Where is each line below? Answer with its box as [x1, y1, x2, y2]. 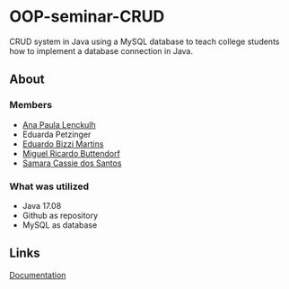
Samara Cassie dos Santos [22, 158, 122, 168]
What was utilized [9, 180, 90, 193]
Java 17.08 [22, 200, 62, 211]
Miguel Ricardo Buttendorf [22, 148, 121, 158]
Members [9, 99, 52, 112]
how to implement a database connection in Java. [9, 45, 193, 56]
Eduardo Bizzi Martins [22, 138, 104, 149]
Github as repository [22, 210, 99, 221]
